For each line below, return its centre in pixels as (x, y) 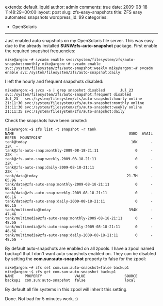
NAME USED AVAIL (79, 134)
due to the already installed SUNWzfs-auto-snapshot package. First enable (81, 46)
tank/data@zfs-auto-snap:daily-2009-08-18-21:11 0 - (79, 201)
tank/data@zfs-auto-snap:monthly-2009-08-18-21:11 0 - (79, 184)
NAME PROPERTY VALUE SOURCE (71, 276)
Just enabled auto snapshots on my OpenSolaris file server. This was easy (80, 40)
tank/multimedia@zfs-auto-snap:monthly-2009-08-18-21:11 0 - (79, 218)
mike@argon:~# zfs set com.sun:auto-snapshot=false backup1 (67, 268)
